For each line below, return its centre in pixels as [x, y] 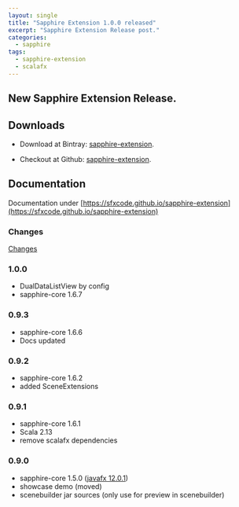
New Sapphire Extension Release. [92, 99]
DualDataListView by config [64, 286]
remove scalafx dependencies [68, 440]
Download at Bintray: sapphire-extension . [87, 144]
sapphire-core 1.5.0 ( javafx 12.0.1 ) [74, 478]
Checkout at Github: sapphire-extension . [85, 159]
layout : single [33, 15]
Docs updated [42, 340]
